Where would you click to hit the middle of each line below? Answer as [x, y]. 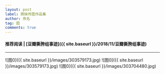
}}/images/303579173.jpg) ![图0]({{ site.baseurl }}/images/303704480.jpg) [81, 66]
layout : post [18, 9]
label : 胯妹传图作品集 [26, 14]
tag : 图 [13, 23]
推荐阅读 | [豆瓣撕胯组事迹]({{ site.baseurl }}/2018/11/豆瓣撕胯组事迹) [76, 44]
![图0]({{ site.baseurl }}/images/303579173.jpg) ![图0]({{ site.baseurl [74, 60]
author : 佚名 [18, 18]
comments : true [21, 28]
